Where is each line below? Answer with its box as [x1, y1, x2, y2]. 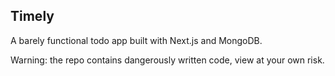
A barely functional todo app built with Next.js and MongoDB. [10, 34, 263, 46]
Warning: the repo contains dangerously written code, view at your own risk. [10, 54, 325, 66]
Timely [10, 8, 55, 25]
